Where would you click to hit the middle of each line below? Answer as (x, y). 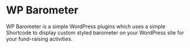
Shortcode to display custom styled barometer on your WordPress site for (95, 32)
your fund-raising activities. (39, 39)
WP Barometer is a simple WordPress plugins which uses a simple (86, 26)
